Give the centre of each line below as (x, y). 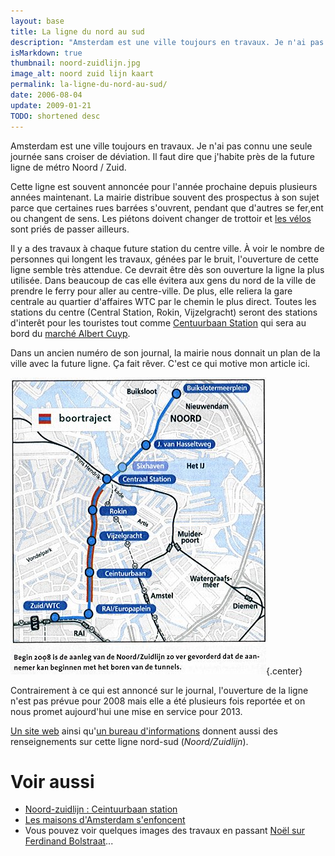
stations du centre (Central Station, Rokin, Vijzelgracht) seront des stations (164, 312)
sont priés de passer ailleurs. (70, 229)
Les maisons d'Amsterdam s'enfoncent (105, 820)
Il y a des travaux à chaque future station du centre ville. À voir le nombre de (167, 248)
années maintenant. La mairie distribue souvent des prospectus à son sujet (165, 197)
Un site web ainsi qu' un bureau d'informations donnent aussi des (144, 731)
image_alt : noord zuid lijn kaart (82, 74)
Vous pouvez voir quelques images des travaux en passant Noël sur (164, 831)
